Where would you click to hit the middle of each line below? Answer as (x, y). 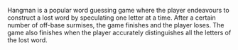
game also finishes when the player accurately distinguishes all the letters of (119, 32)
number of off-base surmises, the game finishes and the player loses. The (116, 25)
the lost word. (27, 40)
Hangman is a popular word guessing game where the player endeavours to (118, 10)
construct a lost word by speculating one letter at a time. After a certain (112, 18)
